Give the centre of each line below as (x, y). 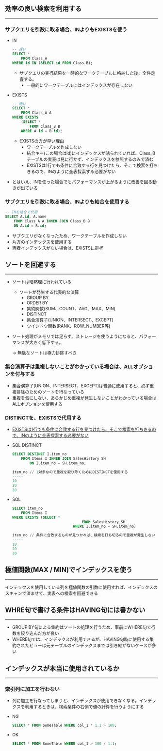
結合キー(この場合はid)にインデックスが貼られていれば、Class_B (91, 153)
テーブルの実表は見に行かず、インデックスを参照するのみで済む (90, 159)
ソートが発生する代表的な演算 (49, 292)
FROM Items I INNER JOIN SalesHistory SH (63, 458)
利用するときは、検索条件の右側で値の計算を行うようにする (84, 707)
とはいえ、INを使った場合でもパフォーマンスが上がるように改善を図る (82, 181)
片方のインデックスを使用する (42, 242)
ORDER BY (37, 303)
